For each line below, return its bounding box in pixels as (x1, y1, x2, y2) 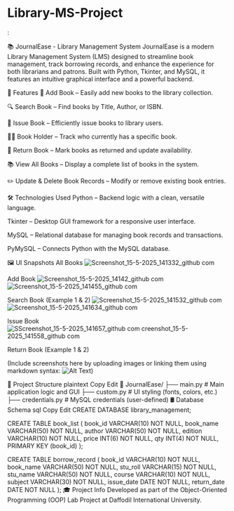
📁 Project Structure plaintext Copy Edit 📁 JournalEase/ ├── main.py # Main (7, 380, 224, 388)
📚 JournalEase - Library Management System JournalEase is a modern (7, 42, 214, 51)
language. (7, 203, 36, 212)
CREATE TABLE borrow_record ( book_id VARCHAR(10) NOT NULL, (7, 455, 201, 463)
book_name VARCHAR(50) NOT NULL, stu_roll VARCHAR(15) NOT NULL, (7, 463, 217, 471)
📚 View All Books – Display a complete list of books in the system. (7, 160, 200, 168)
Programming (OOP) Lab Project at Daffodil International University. (7, 496, 202, 504)
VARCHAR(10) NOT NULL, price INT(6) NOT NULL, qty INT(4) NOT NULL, (7, 434, 219, 442)
